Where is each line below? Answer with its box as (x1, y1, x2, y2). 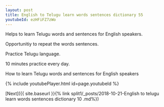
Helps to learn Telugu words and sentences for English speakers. (5, 31, 143, 37)
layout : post (5, 7, 33, 13)
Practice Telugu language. (5, 51, 60, 57)
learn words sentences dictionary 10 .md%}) (5, 96, 99, 102)
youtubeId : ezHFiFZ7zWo (5, 17, 56, 22)
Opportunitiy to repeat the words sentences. (5, 41, 99, 47)
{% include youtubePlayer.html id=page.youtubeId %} (5, 80, 119, 87)
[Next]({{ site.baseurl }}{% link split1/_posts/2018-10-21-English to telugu (5, 91, 160, 97)
